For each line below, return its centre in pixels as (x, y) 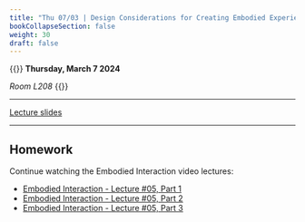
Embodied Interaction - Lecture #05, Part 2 (103, 198)
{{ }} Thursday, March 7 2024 (65, 69)
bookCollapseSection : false (63, 26)
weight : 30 (30, 34)
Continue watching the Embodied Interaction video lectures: (122, 171)
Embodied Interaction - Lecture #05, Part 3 (103, 208)
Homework (41, 149)
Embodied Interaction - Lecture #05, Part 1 (102, 189)
